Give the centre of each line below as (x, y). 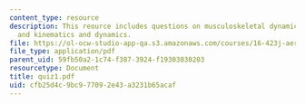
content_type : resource (54, 18)
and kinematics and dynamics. (74, 34)
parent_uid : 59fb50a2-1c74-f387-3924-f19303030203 (107, 60)
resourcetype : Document (54, 69)
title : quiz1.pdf (42, 77)
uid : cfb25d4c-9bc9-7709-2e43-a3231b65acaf (93, 85)
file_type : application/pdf (63, 52)
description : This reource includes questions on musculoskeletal (138, 26)
